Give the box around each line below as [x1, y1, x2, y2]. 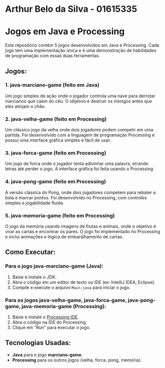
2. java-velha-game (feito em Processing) [5, 116, 107, 123]
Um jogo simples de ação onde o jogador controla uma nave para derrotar [5, 92, 156, 99]
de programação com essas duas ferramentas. [5, 53, 100, 59]
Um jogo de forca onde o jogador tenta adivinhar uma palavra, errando [5, 161, 149, 167]
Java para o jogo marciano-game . [12, 352, 83, 358]
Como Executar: [5, 248, 56, 256]
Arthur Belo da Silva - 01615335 [5, 3, 137, 15]
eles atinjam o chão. [5, 103, 46, 109]
